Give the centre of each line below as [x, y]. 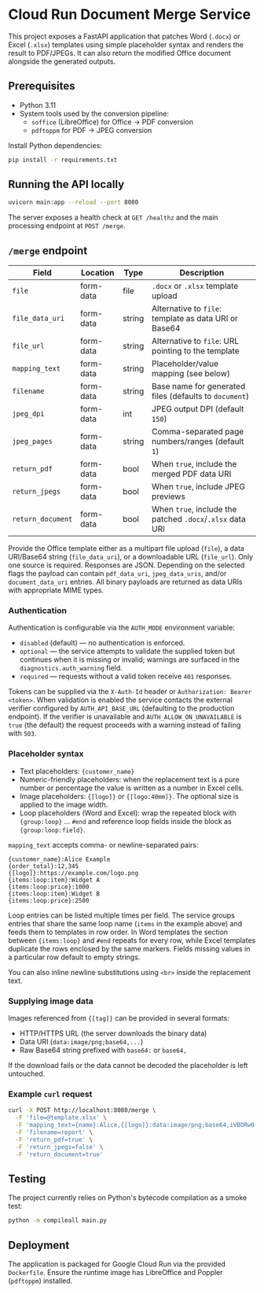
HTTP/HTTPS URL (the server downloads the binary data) [113, 1033]
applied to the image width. [64, 804]
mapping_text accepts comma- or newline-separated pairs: [103, 844]
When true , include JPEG [199, 487]
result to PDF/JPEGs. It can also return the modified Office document [120, 53]
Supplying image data [51, 1001]
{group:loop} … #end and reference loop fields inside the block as [125, 821]
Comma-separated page [198, 432]
